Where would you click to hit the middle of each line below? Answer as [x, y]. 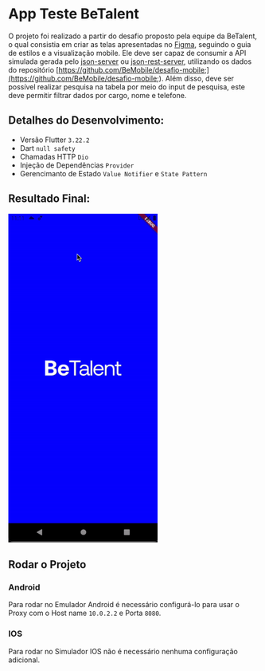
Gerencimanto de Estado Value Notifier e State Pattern [113, 173]
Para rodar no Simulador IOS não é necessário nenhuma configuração [123, 651]
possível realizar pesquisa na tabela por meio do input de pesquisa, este [127, 87]
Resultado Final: [49, 199]
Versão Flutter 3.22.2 [55, 140]
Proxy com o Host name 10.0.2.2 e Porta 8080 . [85, 613]
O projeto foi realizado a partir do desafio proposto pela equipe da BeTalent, [132, 36]
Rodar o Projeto [47, 564]
